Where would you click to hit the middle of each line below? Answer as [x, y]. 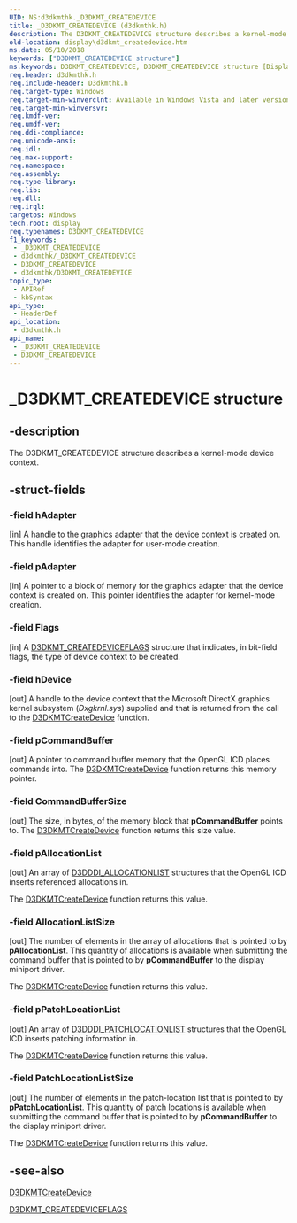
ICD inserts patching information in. [74, 1038]
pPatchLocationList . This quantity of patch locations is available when [138, 1107]
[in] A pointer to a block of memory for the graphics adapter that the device [146, 586]
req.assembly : [35, 174]
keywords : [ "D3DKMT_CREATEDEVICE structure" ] [94, 58]
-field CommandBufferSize [68, 801]
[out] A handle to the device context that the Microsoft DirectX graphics [140, 699]
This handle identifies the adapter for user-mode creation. [115, 544]
